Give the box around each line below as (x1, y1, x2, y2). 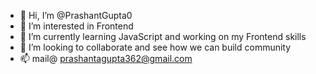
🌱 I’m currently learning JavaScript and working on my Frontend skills (19, 31, 307, 42)
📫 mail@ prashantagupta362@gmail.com (19, 53, 193, 64)
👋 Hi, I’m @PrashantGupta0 (19, 10, 133, 21)
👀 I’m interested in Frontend (19, 20, 134, 32)
